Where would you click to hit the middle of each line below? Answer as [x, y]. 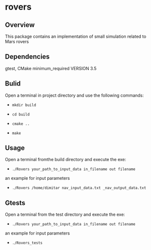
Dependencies [27, 57]
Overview [20, 25]
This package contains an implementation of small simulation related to [75, 36]
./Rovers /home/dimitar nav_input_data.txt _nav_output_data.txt [79, 188]
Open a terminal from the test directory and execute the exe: [65, 215]
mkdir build [24, 105]
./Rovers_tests [27, 243]
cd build [21, 114]
